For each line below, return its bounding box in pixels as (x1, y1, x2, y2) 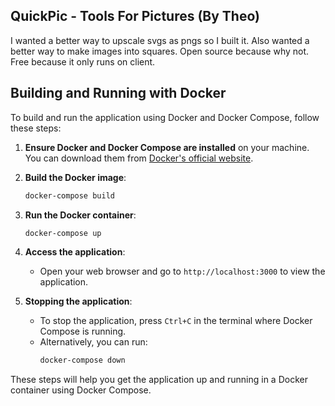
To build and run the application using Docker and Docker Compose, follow (10, 111, 320, 123)
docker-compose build (24, 190, 115, 201)
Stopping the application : (24, 295, 133, 308)
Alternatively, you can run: (39, 336, 148, 348)
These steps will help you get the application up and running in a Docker (10, 374, 308, 386)
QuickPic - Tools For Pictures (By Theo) (10, 8, 260, 25)
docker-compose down (39, 355, 126, 366)
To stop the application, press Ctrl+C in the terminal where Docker (39, 315, 313, 327)
